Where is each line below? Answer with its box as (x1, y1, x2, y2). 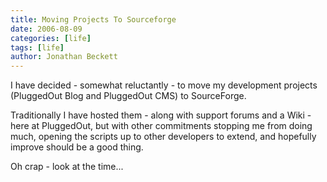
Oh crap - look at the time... (10, 161, 124, 173)
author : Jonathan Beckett (10, 52, 118, 62)
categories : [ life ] (10, 33, 92, 43)
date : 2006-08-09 (10, 24, 83, 34)
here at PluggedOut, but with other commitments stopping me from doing (10, 120, 313, 132)
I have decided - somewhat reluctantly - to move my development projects (10, 79, 318, 91)
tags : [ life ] (10, 42, 65, 53)
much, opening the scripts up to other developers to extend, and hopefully (10, 131, 317, 143)
